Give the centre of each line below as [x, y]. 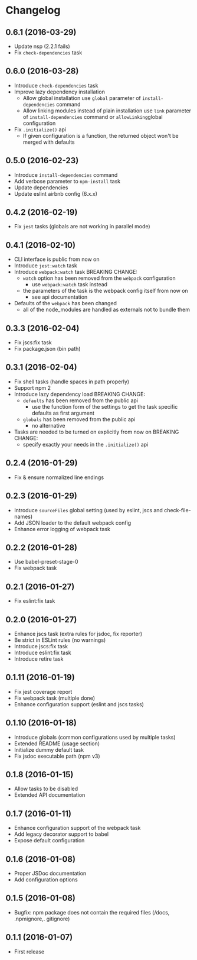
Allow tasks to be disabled [46, 789]
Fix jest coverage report [43, 691]
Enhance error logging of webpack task [62, 529]
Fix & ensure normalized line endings [59, 477]
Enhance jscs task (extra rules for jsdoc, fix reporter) [78, 633]
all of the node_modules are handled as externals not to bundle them [106, 310]
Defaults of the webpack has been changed [65, 303]
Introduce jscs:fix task [41, 646]
